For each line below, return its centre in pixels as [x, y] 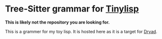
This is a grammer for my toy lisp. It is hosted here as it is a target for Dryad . [81, 31]
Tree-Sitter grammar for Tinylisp [72, 9]
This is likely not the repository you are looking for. [57, 22]
